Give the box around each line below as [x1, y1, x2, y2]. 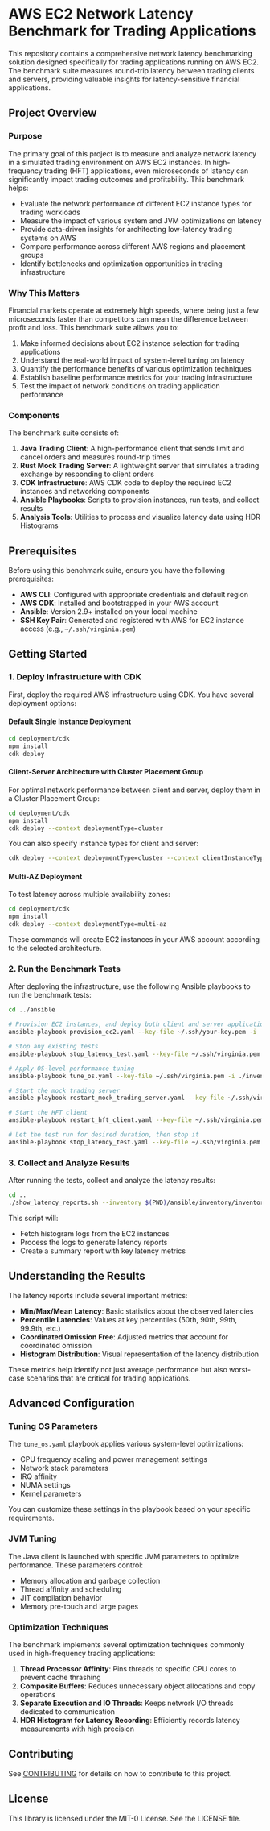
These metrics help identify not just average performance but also [8, 1364, 227, 1374]
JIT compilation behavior [19, 1592, 103, 1602]
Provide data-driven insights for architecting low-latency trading [19, 224, 233, 234]
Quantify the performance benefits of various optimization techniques [19, 363, 252, 373]
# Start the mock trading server [8, 1086, 121, 1094]
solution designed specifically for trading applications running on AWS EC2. [8, 57, 260, 67]
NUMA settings [19, 1480, 71, 1490]
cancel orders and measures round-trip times [19, 452, 171, 462]
